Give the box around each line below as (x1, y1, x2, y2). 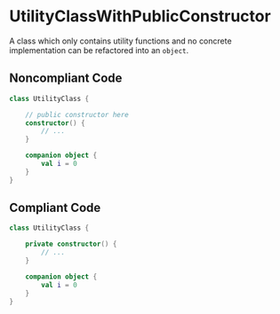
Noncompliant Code (9, 71, 123, 86)
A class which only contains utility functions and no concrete (9, 35, 233, 46)
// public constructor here (25, 110, 129, 119)
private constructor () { (25, 239, 117, 249)
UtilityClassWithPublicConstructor (9, 6, 271, 27)
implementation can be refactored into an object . (9, 44, 189, 55)
